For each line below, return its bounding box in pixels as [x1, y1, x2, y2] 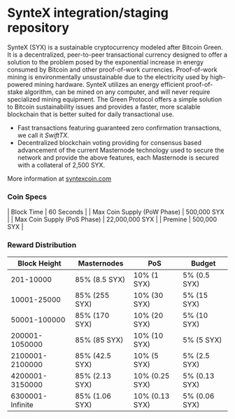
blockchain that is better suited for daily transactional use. [7, 110, 175, 118]
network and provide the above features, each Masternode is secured [17, 153, 219, 162]
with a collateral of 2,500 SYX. [17, 160, 106, 169]
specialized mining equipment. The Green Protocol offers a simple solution [7, 95, 222, 103]
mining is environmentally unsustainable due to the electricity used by [7, 72, 208, 81]
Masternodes [78, 258, 124, 268]
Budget [191, 258, 216, 268]
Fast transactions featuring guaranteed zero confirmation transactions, [17, 123, 222, 132]
